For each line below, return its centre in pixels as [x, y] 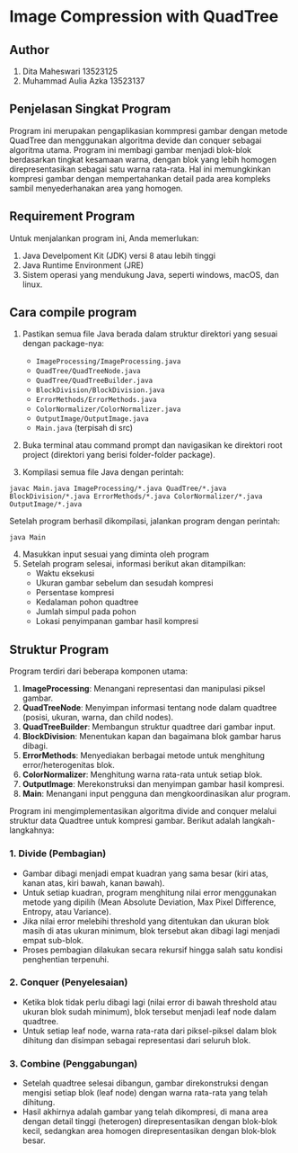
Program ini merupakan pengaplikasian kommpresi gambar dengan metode [149, 130]
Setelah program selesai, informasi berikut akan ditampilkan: [134, 564]
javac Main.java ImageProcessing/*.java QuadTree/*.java [118, 489]
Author [29, 50]
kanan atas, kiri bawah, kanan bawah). [93, 882]
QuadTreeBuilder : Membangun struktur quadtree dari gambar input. [149, 727]
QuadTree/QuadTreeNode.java [88, 371]
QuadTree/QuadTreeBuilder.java [94, 381]
